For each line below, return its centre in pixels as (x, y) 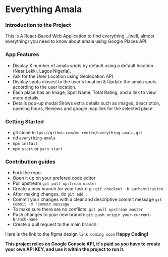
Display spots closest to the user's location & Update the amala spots (85, 81)
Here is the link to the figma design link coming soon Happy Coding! (77, 234)
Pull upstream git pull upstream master (54, 183)
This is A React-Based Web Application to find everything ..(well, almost (80, 36)
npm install (25, 144)
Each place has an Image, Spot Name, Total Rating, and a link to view (84, 92)
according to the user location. (44, 87)
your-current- (137, 215)
